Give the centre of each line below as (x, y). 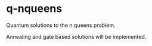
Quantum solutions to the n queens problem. (61, 25)
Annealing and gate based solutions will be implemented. (76, 36)
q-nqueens (34, 9)
